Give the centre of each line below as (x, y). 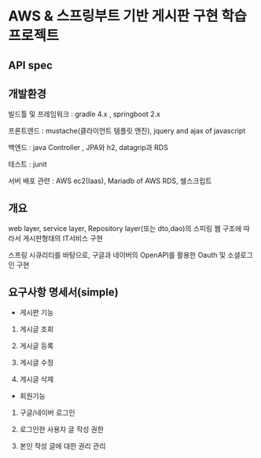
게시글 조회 (37, 329)
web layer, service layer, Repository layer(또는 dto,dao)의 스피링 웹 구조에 (125, 229)
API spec (31, 65)
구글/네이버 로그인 (47, 412)
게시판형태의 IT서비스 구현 (63, 238)
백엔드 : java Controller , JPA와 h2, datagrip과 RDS (88, 148)
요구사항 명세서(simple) (64, 292)
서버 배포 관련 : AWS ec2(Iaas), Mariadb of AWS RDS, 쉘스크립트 (110, 181)
